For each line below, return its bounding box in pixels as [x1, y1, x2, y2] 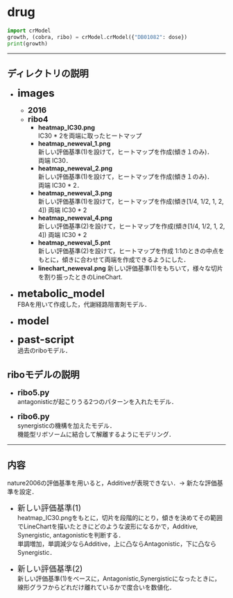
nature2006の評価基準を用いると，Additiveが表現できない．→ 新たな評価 [7, 479, 217, 487]
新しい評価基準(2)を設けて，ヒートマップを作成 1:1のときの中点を [37, 247, 225, 255]
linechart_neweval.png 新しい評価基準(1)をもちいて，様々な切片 [37, 264, 223, 273]
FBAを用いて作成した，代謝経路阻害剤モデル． [17, 300, 151, 309]
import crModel [7, 27, 51, 34]
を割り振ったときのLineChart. [37, 273, 123, 282]
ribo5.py [17, 387, 50, 398]
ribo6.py [17, 412, 50, 421]
